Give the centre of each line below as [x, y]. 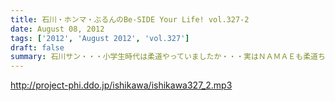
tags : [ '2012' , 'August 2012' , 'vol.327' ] [100, 38]
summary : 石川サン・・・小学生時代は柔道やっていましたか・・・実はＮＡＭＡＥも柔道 [164, 57]
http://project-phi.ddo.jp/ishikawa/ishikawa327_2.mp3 [121, 85]
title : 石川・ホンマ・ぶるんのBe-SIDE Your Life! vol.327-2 [130, 19]
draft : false [37, 47]
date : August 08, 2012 [57, 29]
